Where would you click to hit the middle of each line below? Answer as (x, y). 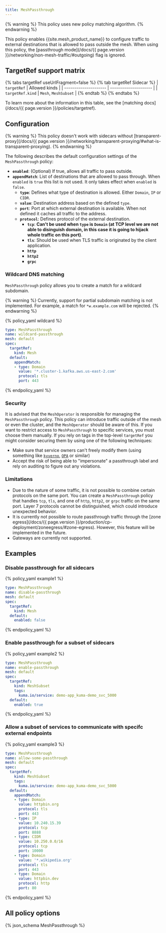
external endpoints (29, 733)
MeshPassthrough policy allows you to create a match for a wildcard (73, 285)
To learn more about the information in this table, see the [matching (74, 103)
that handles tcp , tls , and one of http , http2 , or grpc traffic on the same (86, 500)
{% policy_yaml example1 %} (34, 579)
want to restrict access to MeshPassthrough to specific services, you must (80, 430)
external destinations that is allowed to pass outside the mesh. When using (82, 44)
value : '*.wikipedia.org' (45, 860)
